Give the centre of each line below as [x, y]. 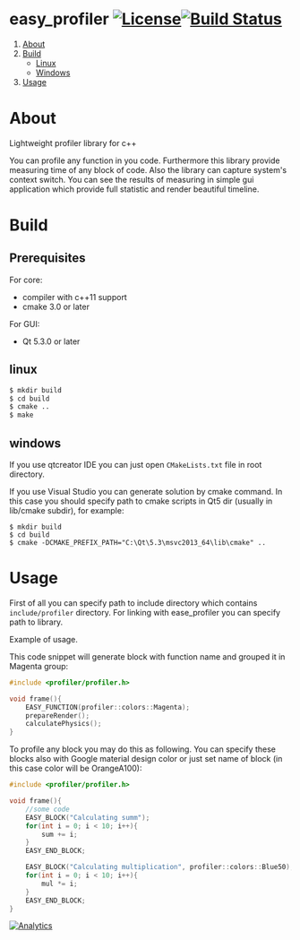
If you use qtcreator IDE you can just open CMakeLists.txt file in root [136, 465]
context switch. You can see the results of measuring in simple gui [132, 179]
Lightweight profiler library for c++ [73, 142]
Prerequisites [47, 259]
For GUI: [25, 323]
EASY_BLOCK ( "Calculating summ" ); [88, 817]
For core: [26, 280]
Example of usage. [44, 639]
